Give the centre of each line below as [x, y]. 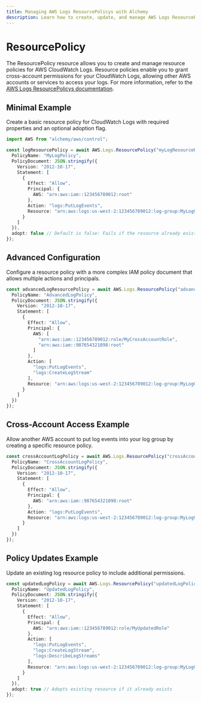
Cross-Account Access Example [68, 425]
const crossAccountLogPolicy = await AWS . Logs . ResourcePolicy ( [87, 456]
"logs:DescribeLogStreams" [66, 656]
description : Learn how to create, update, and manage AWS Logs [88, 17]
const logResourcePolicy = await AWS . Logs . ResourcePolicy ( [81, 150]
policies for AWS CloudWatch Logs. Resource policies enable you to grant [97, 70]
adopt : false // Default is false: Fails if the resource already [96, 234]
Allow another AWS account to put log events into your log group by [90, 439]
